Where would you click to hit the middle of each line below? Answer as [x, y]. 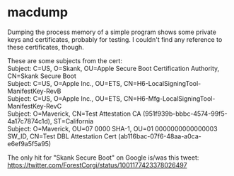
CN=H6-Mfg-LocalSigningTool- [169, 98]
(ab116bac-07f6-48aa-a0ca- [159, 136]
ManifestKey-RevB [34, 91]
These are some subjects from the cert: [65, 60]
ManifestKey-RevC [35, 106]
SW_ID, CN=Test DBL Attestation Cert [62, 136]
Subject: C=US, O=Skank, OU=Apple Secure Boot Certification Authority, [113, 68]
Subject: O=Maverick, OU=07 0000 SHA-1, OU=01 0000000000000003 [112, 128]
